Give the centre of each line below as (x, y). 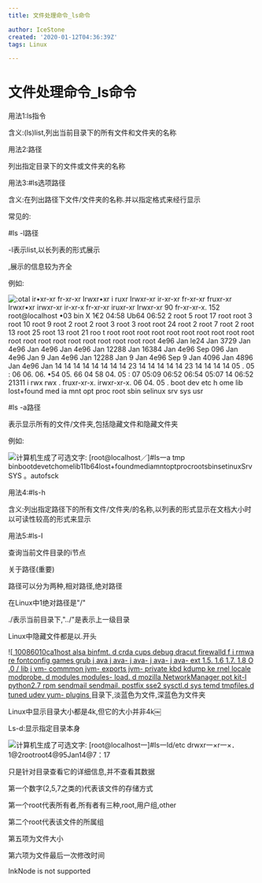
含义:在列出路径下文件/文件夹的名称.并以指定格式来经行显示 (105, 200)
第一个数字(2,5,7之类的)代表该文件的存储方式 (81, 788)
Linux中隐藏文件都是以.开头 (52, 636)
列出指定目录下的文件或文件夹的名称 (67, 166)
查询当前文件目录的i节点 (47, 553)
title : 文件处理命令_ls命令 (49, 15)
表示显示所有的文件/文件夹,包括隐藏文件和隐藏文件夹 (93, 424)
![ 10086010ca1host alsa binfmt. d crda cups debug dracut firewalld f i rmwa (131, 652)
